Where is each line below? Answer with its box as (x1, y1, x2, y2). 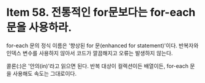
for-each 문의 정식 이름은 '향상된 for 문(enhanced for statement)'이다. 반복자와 (6, 42, 199, 49)
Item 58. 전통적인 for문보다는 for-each (6, 5, 196, 19)
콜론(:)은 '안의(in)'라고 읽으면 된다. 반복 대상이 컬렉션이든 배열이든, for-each (6, 62, 188, 70)
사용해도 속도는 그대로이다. (12, 70, 77, 77)
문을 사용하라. (6, 21, 72, 35)
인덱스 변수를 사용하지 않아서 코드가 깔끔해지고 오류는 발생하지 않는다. (6, 49, 173, 56)
